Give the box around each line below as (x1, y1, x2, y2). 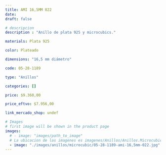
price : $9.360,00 (5, 93, 41, 98)
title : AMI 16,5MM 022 (5, 7, 52, 12)
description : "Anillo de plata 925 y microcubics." (5, 30, 116, 35)
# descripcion (5, 25, 35, 30)
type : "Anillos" (5, 75, 39, 80)
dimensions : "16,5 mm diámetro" (5, 57, 72, 62)
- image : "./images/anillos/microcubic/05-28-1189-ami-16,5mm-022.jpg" (9, 142, 161, 148)
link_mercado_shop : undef (5, 110, 58, 115)
